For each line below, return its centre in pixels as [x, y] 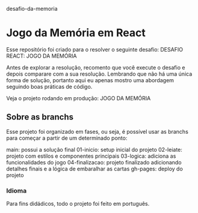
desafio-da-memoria [32, 9]
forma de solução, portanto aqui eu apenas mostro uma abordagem [90, 80]
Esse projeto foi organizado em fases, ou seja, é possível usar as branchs [97, 131]
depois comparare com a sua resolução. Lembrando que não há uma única [99, 74]
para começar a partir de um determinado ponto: [67, 138]
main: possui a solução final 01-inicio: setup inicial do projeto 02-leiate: [94, 149]
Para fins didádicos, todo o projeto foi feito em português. [78, 204]
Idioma [17, 190]
